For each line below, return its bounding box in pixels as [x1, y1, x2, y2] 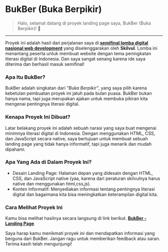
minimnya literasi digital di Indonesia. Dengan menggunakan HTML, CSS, [5, 130, 155, 136]
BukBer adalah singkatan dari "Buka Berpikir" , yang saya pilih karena [5, 85, 147, 91]
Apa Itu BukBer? [5, 74, 45, 81]
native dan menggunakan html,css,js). [12, 180, 91, 186]
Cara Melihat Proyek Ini [5, 204, 63, 211]
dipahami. [5, 146, 26, 152]
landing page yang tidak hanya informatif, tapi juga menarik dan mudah [5, 141, 151, 147]
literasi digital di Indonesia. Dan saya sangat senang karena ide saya [5, 56, 146, 62]
